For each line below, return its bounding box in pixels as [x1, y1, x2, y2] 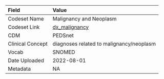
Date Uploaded [8, 57, 45, 64]
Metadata [8, 65, 31, 72]
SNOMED [52, 49, 75, 55]
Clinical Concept [8, 41, 48, 47]
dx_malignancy [52, 24, 89, 30]
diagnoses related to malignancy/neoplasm [52, 41, 156, 47]
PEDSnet [52, 32, 74, 39]
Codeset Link [8, 24, 40, 30]
